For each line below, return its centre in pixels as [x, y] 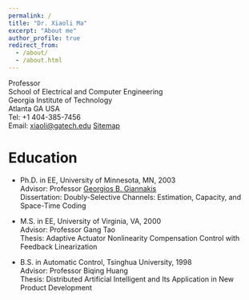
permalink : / [30, 16]
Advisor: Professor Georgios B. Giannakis [88, 188]
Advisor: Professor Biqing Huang [74, 270]
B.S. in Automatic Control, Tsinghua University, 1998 [106, 262]
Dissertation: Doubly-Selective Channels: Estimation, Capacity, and [131, 197]
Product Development [56, 287]
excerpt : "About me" [43, 30]
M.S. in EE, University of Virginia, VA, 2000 [90, 221]
